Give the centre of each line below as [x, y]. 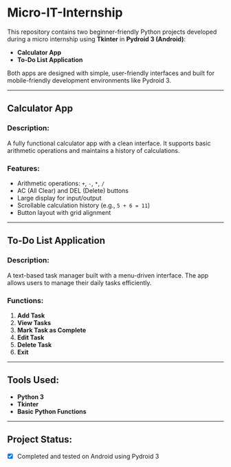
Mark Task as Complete [52, 330]
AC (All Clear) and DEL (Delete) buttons [73, 190]
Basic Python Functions [52, 411]
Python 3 [31, 397]
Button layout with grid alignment [64, 212]
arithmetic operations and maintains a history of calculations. [93, 150]
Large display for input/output [59, 198]
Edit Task [31, 337]
